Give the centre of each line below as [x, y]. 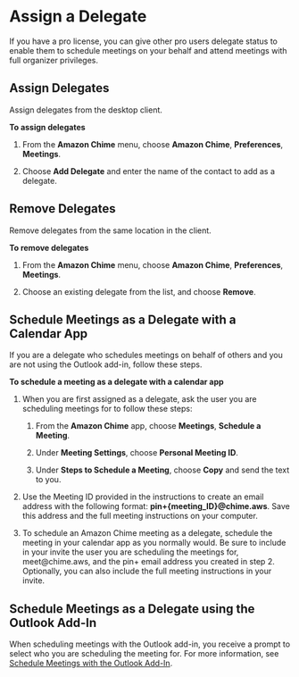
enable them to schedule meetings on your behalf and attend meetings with [148, 50]
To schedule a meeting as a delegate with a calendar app [117, 382]
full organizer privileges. [54, 60]
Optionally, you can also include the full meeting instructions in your [147, 571]
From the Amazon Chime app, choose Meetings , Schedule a [148, 426]
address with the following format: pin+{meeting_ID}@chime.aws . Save [156, 506]
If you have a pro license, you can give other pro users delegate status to [144, 41]
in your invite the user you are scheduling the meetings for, [130, 552]
